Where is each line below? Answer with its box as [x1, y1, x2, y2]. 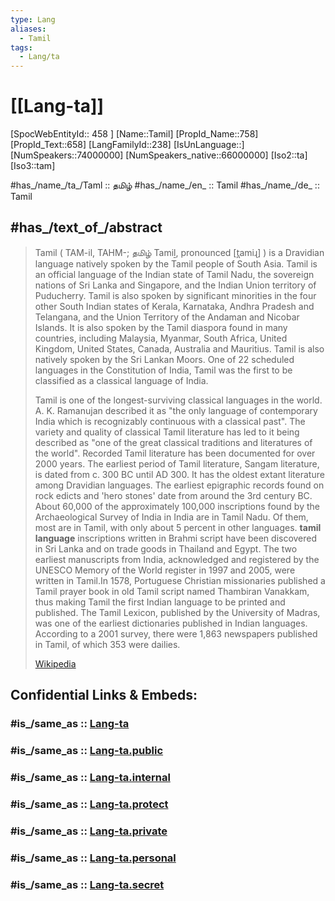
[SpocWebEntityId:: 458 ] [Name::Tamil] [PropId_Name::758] [10, 128, 259, 140]
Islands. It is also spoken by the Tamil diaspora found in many [34, 321, 288, 333]
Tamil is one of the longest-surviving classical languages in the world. [34, 394, 323, 406]
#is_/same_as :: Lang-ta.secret [10, 877, 165, 891]
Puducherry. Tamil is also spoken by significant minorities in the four [34, 289, 317, 301]
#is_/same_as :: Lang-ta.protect [10, 797, 169, 811]
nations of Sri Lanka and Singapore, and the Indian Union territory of [34, 279, 317, 291]
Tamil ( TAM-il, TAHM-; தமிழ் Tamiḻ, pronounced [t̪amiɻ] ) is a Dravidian [34, 246, 325, 258]
